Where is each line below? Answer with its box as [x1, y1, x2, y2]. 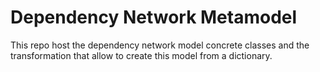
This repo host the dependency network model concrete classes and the [10, 39, 310, 51]
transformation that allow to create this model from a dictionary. [10, 49, 273, 61]
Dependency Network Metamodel [10, 6, 298, 29]
